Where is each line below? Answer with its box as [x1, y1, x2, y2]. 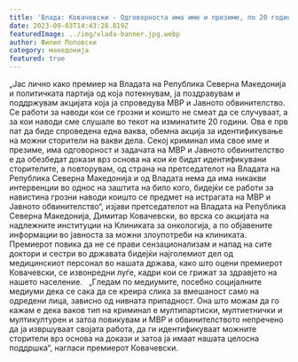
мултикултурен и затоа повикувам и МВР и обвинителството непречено [9, 314, 284, 325]
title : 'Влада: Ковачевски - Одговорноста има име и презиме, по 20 [9, 12, 268, 22]
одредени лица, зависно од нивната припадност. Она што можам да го [9, 295, 279, 306]
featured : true [9, 54, 66, 63]
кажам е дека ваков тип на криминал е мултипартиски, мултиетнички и [9, 305, 283, 315]
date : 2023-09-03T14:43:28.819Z [9, 21, 129, 30]
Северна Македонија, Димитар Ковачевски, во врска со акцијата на [9, 210, 270, 221]
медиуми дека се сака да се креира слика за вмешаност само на [9, 286, 260, 296]
